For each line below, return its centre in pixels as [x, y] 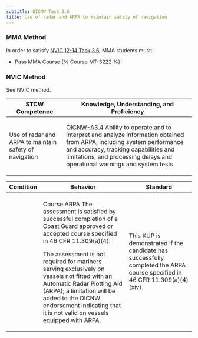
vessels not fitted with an [78, 276]
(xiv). [136, 287]
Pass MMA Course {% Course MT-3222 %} [67, 62]
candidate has [148, 250]
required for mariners [72, 262]
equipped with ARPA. [72, 320]
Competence [35, 112]
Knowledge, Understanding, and [128, 105]
